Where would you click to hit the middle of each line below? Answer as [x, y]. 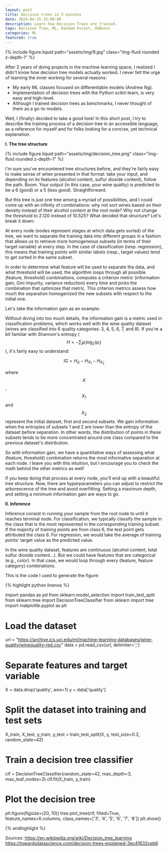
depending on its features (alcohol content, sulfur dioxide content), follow [81, 179]
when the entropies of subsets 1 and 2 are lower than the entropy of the [79, 427]
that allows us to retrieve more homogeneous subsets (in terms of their [78, 241]
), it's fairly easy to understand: [37, 351]
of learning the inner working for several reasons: [56, 78]
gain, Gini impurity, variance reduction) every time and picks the [71, 283]
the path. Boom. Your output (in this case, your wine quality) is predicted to [82, 184]
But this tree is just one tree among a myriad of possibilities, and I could [79, 199]
